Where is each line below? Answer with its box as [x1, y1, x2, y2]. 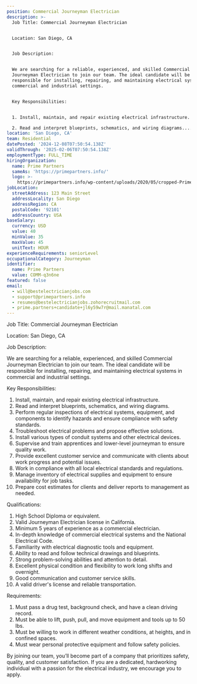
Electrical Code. [15, 537, 54, 545]
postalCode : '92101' [12, 206, 62, 213]
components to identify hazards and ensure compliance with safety [15, 415, 178, 422]
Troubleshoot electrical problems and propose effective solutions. [15, 427, 174, 434]
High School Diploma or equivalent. [15, 512, 101, 519]
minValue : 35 [12, 234, 44, 240]
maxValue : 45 [12, 239, 44, 245]
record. [15, 610, 33, 617]
